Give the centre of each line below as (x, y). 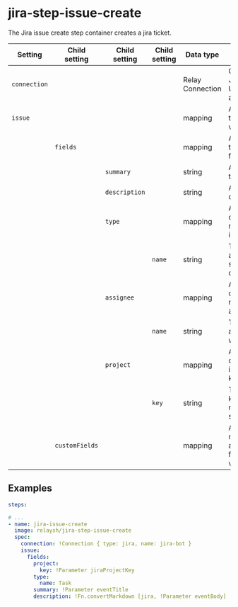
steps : (18, 504)
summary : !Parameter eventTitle (81, 590)
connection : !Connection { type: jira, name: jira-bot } (106, 544)
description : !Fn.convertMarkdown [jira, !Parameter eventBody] (130, 596)
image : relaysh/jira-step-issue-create (73, 531)
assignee (120, 297)
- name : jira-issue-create (48, 524)
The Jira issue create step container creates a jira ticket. (90, 33)
